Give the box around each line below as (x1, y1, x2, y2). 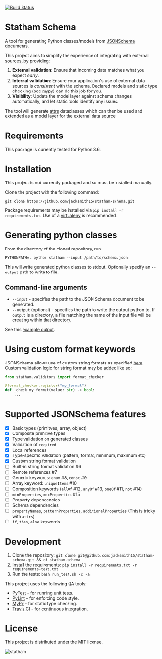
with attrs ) (12, 513, 35, 519)
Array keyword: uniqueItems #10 (12, 480, 77, 486)
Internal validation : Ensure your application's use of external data (12, 77, 145, 83)
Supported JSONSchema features (5, 409, 146, 420)
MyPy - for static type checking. (12, 600, 77, 606)
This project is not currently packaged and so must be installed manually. (5, 180, 153, 185)
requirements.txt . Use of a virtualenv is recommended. (5, 212, 117, 218)
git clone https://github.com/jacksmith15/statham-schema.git (5, 199, 135, 204)
